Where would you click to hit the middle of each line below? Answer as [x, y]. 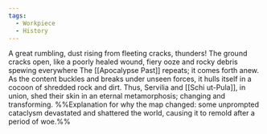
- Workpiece [36, 23]
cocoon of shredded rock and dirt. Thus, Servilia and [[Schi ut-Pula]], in [127, 87]
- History [32, 30]
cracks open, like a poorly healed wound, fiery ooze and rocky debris [123, 62]
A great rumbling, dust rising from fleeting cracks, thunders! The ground [128, 54]
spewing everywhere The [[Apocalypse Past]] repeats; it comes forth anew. [134, 71]
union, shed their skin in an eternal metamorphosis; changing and [117, 96]
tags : [17, 16]
